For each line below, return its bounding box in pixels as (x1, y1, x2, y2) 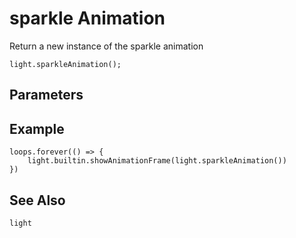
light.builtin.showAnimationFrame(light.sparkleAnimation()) (27, 156, 287, 166)
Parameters (9, 87, 84, 104)
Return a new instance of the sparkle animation (9, 40, 204, 52)
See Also (9, 192, 66, 209)
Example (9, 120, 65, 137)
